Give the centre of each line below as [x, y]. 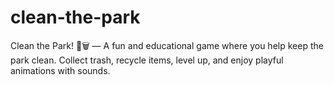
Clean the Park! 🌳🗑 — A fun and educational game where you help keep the [167, 45]
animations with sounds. [60, 70]
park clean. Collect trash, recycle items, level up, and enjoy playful [147, 60]
